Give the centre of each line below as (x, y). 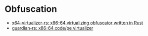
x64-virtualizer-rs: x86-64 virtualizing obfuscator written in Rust (77, 23)
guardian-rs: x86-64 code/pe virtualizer (52, 28)
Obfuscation (31, 9)
